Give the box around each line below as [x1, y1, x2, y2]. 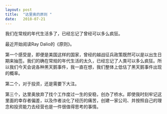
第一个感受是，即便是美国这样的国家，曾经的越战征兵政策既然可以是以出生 [5, 52, 158, 57]
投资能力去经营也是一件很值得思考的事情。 [13, 104, 101, 110]
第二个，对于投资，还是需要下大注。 [5, 81, 80, 87]
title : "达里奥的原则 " [5, 12, 52, 17]
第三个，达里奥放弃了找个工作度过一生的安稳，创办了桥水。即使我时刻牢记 [5, 91, 158, 97]
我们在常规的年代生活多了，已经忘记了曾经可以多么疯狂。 [5, 31, 123, 37]
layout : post [5, 7, 32, 12]
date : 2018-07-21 [5, 16, 46, 21]
